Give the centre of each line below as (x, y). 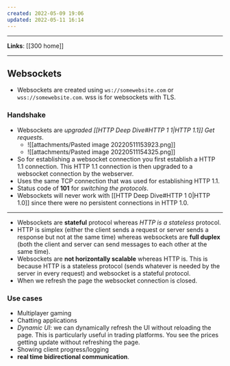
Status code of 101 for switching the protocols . (83, 188)
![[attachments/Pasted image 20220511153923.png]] (101, 144)
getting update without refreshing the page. (78, 342)
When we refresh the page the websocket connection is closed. (107, 280)
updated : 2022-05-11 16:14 (46, 20)
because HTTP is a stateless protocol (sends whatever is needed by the (118, 266)
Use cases (25, 298)
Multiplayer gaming (44, 313)
